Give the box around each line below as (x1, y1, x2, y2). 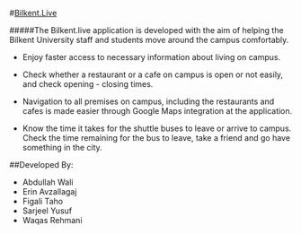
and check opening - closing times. (22, 79, 154, 89)
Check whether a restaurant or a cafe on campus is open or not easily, (22, 69, 284, 80)
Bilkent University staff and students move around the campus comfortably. (9, 35, 289, 45)
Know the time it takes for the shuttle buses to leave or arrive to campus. (22, 123, 292, 134)
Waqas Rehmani (22, 215, 83, 225)
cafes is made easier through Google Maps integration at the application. (22, 106, 293, 116)
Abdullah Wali (22, 177, 74, 187)
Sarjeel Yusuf (22, 205, 73, 216)
